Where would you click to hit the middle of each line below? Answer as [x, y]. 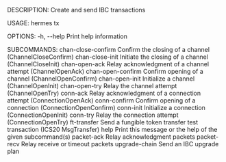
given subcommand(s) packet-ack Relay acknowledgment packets [101, 137]
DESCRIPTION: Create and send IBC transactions [76, 10]
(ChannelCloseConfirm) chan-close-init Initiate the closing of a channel [108, 57]
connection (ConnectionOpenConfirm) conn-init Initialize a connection [106, 108]
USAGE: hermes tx [33, 23]
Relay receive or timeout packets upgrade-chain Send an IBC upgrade [120, 144]
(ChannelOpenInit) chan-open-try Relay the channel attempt [92, 86]
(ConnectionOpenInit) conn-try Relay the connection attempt [93, 115]
